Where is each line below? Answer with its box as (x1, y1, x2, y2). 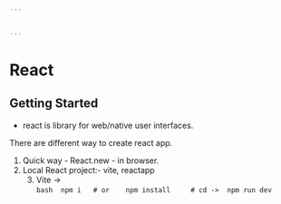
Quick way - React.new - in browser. (22, 155, 160, 166)
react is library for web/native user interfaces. (22, 120, 194, 131)
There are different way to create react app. (9, 137, 173, 148)
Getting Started (9, 96, 99, 112)
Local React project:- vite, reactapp (22, 164, 156, 175)
